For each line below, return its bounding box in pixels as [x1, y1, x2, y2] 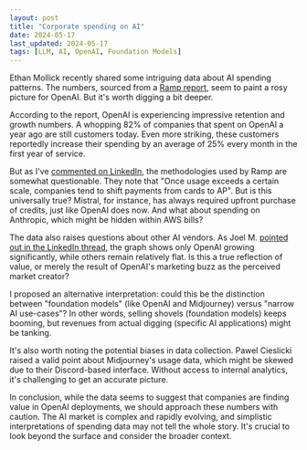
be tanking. [9, 328, 52, 339]
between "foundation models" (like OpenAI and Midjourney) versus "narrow [9, 298, 295, 309]
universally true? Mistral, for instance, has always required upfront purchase [9, 195, 297, 206]
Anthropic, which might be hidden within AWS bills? [9, 215, 204, 225]
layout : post [9, 13, 59, 23]
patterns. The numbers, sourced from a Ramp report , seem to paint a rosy [9, 82, 288, 93]
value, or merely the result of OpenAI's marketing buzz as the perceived [9, 261, 281, 272]
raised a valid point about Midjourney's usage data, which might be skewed [9, 355, 294, 366]
